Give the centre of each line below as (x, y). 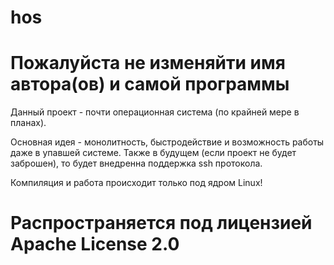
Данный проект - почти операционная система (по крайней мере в (155, 112)
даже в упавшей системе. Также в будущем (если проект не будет (153, 153)
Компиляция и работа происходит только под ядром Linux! (136, 183)
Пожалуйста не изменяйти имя (148, 63)
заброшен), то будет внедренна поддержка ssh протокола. (136, 163)
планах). (28, 123)
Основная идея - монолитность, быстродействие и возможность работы (167, 142)
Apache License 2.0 (95, 244)
